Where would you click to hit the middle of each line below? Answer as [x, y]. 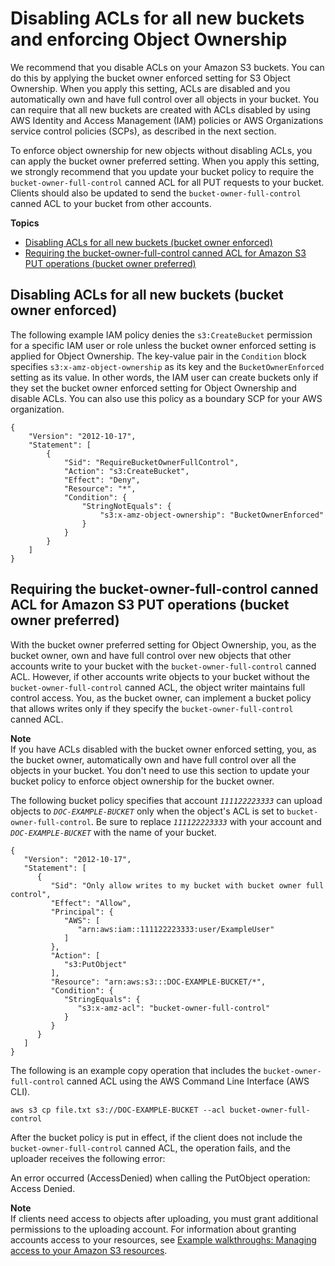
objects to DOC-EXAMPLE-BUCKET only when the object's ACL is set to [147, 811]
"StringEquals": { [102, 999]
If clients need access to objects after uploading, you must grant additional [164, 1218]
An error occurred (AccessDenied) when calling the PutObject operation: [160, 1178]
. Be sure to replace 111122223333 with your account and [206, 821]
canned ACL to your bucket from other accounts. [111, 203]
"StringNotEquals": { [126, 506]
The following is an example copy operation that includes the [136, 1070]
